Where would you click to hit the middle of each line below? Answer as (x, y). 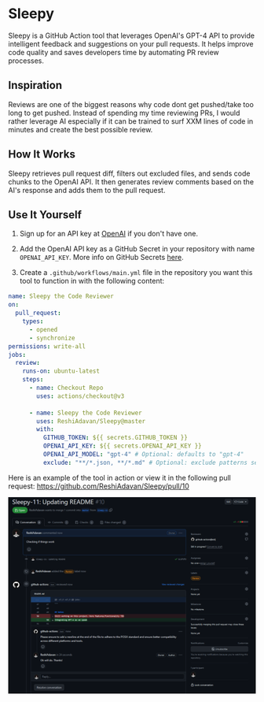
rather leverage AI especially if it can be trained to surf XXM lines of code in (131, 121)
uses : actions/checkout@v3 (81, 396)
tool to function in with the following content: (92, 281)
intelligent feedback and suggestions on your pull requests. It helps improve (131, 43)
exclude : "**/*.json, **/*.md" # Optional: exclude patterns (145, 462)
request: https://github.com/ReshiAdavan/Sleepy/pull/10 (99, 486)
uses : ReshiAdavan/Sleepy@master (91, 421)
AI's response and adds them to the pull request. (87, 190)
